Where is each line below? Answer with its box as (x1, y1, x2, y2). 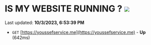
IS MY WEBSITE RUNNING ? (5, 3, 123, 14)
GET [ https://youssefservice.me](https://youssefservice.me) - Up (12, 29, 146, 35)
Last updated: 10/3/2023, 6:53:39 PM (5, 19, 85, 25)
